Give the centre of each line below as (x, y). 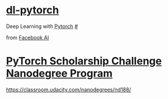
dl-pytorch (33, 10)
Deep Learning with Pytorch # (42, 26)
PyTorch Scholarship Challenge (84, 61)
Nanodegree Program (59, 74)
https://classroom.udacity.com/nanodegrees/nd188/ (69, 89)
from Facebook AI (28, 37)
